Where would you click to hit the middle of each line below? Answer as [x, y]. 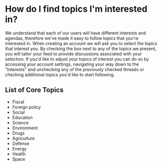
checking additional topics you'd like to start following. [60, 74]
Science [20, 122]
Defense [21, 143]
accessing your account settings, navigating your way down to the [72, 64]
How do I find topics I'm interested [76, 9]
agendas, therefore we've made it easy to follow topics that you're [72, 38]
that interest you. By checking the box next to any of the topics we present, [81, 48]
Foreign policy [26, 107]
